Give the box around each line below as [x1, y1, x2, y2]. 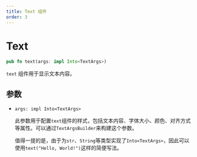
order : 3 [6, 14, 28, 20]
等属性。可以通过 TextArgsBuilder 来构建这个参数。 [14, 125, 137, 132]
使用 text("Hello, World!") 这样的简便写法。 [14, 145, 123, 152]
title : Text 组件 [6, 8, 47, 15]
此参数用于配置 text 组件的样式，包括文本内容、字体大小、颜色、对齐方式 [14, 117, 191, 124]
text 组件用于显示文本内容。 [6, 70, 75, 77]
